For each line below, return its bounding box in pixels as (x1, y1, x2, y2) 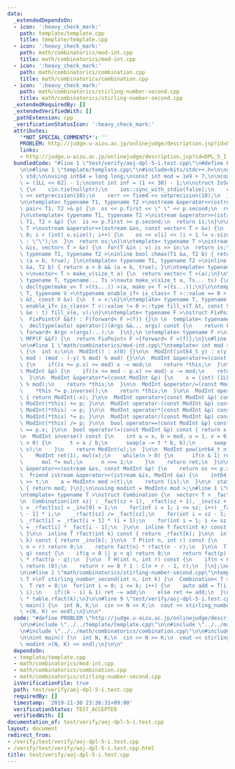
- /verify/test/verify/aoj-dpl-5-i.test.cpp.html (7, 745, 155, 752)
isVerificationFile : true (13, 680, 90, 687)
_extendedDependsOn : (13, 17, 73, 24)
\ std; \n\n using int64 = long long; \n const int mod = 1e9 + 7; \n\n (20, 173, 220, 180)
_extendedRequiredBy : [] (13, 101, 86, 108)
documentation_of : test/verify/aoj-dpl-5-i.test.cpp (7, 719, 164, 726)
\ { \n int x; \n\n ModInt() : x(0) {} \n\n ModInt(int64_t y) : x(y (20, 348, 227, 355)
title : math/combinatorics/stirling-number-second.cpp (20, 95, 183, 102)
